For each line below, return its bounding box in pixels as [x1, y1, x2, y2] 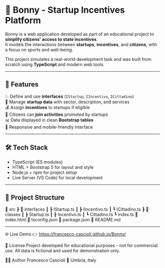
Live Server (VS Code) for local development [12, 174, 103, 181]
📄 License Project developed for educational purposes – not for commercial [5, 242, 158, 248]
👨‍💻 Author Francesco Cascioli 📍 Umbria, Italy [5, 257, 97, 263]
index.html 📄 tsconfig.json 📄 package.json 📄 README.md [5, 217, 121, 223]
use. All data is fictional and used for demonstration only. [5, 248, 120, 254]
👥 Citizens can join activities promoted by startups [5, 111, 109, 117]
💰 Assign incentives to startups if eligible [5, 104, 90, 110]
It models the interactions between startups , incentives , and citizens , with [5, 41, 157, 47]
